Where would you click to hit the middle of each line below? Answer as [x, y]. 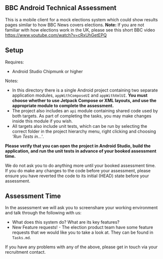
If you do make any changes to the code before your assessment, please [78, 170]
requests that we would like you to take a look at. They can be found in [83, 232]
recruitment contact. [25, 252]
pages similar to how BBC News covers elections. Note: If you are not [75, 25]
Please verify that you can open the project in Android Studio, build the [78, 146]
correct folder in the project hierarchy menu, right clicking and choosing [84, 131]
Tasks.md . [22, 238]
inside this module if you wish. [42, 121]
